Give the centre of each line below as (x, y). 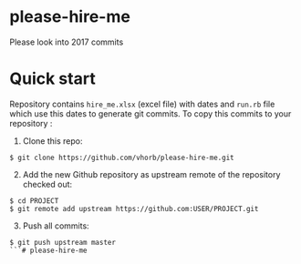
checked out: (47, 184)
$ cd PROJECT (34, 201)
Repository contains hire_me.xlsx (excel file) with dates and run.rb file (142, 104)
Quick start (52, 79)
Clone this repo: (52, 141)
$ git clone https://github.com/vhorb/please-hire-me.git (122, 157)
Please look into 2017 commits (67, 42)
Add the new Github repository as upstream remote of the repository (151, 174)
